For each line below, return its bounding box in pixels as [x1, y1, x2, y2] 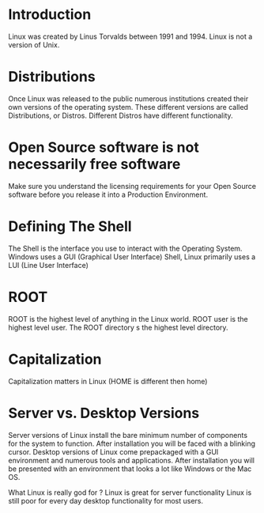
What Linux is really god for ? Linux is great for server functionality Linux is [8, 488, 252, 497]
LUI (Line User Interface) [8, 260, 89, 270]
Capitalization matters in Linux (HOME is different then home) [8, 376, 208, 386]
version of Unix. [8, 40, 60, 49]
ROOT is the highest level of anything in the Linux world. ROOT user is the [8, 314, 248, 323]
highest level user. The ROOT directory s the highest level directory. [8, 323, 228, 332]
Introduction [8, 6, 92, 24]
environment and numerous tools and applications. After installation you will [8, 455, 255, 465]
